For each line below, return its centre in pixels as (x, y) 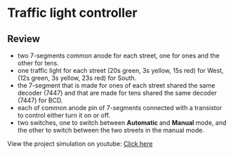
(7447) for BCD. (40, 100)
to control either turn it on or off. (64, 115)
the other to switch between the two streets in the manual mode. (111, 130)
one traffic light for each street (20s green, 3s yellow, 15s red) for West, (120, 70)
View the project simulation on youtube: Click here (80, 144)
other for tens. (38, 63)
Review (24, 39)
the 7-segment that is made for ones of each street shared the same (116, 85)
